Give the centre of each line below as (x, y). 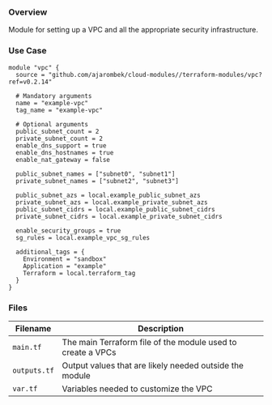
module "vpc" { (34, 67)
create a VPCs (89, 352)
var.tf (25, 388)
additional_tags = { (50, 252)
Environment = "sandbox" (65, 259)
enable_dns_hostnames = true (65, 152)
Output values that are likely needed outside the (153, 365)
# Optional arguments (52, 124)
